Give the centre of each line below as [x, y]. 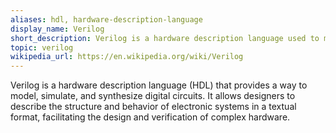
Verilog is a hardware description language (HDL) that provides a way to [159, 85]
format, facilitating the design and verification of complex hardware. [150, 117]
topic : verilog [42, 47]
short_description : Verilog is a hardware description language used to [165, 38]
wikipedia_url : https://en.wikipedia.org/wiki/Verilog [127, 57]
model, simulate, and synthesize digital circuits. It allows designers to [153, 96]
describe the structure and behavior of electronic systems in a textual [153, 107]
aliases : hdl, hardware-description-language [106, 19]
